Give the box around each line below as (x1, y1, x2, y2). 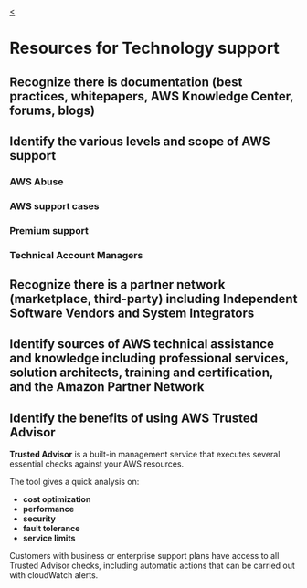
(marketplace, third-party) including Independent (9, 291, 298, 307)
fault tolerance (22, 523, 80, 534)
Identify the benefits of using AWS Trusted (9, 410, 259, 425)
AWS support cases (9, 199, 100, 212)
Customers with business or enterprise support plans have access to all (9, 551, 280, 562)
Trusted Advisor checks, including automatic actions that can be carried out (9, 560, 295, 572)
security (22, 513, 57, 524)
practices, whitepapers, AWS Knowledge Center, (9, 89, 294, 104)
